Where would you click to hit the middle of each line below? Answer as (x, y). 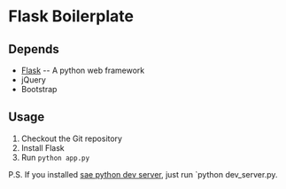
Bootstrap (39, 89)
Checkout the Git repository (72, 138)
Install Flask (43, 147)
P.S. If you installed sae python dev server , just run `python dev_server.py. (143, 174)
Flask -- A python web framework (83, 70)
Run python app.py (55, 157)
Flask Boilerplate (71, 16)
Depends (34, 49)
